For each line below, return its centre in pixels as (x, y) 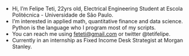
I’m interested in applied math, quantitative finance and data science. (98, 21)
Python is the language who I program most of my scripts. (84, 27)
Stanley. (22, 46)
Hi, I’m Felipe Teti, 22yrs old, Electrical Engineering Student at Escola (97, 9)
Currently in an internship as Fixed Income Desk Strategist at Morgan (98, 40)
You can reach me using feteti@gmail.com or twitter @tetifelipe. (91, 34)
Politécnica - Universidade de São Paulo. (63, 15)
